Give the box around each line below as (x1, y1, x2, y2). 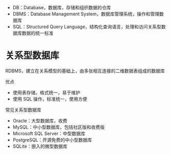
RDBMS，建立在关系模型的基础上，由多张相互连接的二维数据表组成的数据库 (5, 68, 165, 74)
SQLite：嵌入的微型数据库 (12, 143, 68, 149)
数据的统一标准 (22, 30, 54, 36)
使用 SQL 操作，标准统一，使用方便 (12, 96, 88, 102)
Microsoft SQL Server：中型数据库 (12, 130, 85, 137)
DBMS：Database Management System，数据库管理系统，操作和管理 (12, 11, 160, 17)
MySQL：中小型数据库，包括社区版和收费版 (12, 124, 105, 130)
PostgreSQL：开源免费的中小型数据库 (12, 137, 92, 143)
